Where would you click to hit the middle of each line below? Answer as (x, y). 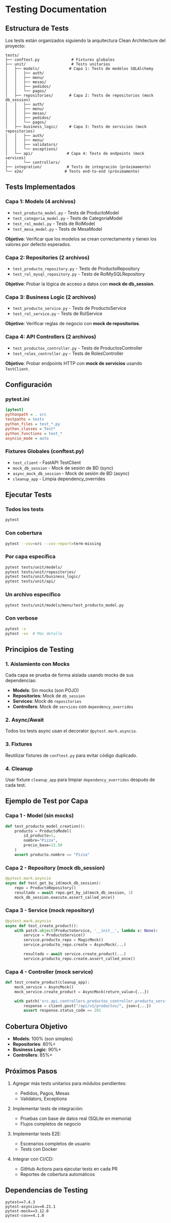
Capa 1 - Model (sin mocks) (39, 816)
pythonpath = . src (26, 414)
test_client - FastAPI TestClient (47, 462)
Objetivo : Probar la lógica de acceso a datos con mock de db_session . (80, 284)
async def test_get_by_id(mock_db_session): (53, 883)
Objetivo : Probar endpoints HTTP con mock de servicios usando (74, 363)
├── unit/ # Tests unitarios (58, 64)
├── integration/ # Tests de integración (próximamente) (78, 167)
